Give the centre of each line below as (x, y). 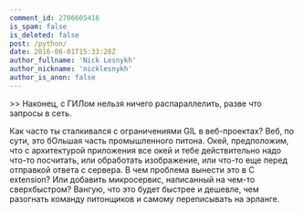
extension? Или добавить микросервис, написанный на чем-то (132, 179)
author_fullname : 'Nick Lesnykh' (73, 60)
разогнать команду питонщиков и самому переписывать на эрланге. (145, 198)
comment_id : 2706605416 (55, 18)
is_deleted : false (44, 35)
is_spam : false (38, 27)
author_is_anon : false (52, 78)
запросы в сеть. (41, 113)
